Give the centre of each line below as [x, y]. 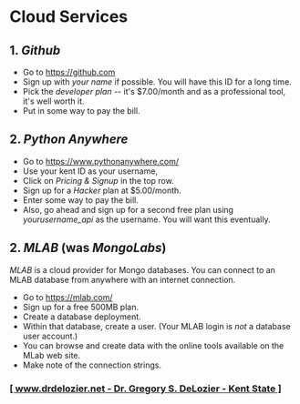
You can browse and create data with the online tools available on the [153, 345]
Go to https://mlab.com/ [67, 297]
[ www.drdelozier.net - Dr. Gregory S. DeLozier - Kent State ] [145, 389]
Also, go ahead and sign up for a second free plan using [128, 209]
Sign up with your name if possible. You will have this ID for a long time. [157, 82]
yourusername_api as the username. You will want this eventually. [146, 219]
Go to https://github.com [69, 72]
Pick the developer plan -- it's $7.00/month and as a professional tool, [154, 91]
